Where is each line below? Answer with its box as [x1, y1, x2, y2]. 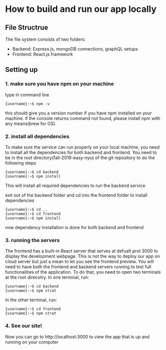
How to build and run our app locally [5, 3, 157, 15]
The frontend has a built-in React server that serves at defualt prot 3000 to [5, 248, 158, 254]
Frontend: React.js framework [12, 51, 73, 57]
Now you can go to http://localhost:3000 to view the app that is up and [5, 334, 150, 340]
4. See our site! [5, 322, 42, 329]
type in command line [5, 92, 50, 98]
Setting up [5, 65, 38, 74]
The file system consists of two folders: [5, 36, 86, 42]
